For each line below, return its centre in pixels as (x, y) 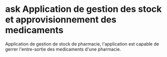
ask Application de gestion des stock (83, 9)
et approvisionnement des (61, 20)
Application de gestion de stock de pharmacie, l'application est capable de (82, 44)
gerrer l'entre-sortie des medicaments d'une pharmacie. (63, 49)
